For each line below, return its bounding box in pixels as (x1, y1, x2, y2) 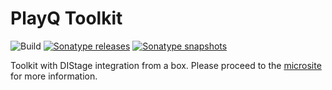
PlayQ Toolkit (10, 7, 123, 30)
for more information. (10, 70, 98, 82)
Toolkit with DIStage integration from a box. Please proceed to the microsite (10, 59, 322, 71)
